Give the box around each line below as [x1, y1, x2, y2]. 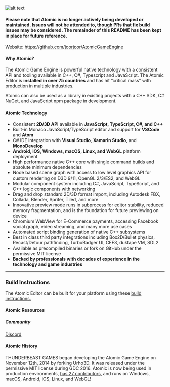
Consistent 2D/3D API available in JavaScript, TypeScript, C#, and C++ [12, 121, 163, 127]
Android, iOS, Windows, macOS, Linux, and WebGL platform [12, 148, 141, 154]
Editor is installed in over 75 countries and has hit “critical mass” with [5, 78, 151, 84]
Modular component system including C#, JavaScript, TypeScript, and [12, 180, 159, 186]
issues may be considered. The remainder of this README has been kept [5, 27, 162, 33]
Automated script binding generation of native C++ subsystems [12, 229, 146, 235]
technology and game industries [12, 261, 82, 267]
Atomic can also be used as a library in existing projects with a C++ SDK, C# [5, 93, 164, 99]
